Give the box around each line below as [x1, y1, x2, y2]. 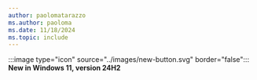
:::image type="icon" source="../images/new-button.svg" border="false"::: [8, 55, 250, 64]
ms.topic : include [8, 33, 68, 42]
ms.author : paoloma [8, 19, 72, 27]
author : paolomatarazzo [8, 11, 86, 20]
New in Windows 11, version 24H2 [8, 64, 121, 73]
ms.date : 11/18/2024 [8, 26, 76, 34]
